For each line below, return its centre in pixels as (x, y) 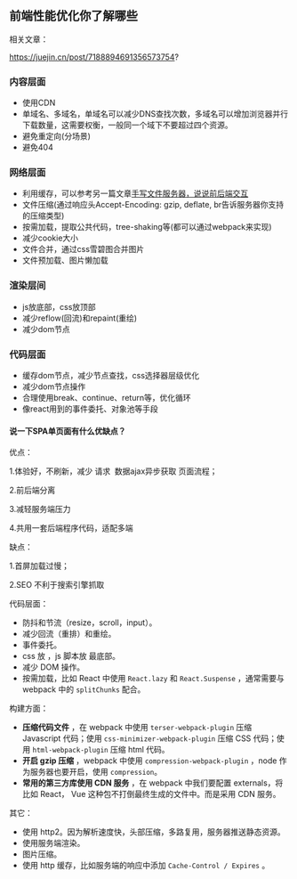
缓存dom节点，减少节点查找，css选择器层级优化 (111, 375)
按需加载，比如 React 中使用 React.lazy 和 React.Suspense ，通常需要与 (153, 679)
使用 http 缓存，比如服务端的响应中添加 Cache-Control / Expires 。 (146, 866)
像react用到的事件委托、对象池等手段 (90, 409)
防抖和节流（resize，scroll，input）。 (89, 623)
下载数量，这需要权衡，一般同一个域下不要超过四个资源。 (127, 125)
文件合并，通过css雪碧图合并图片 (83, 249)
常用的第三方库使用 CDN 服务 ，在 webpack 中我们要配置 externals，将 (153, 783)
